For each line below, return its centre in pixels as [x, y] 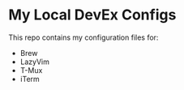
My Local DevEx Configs [92, 15]
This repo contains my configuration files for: [83, 37]
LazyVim [35, 62]
